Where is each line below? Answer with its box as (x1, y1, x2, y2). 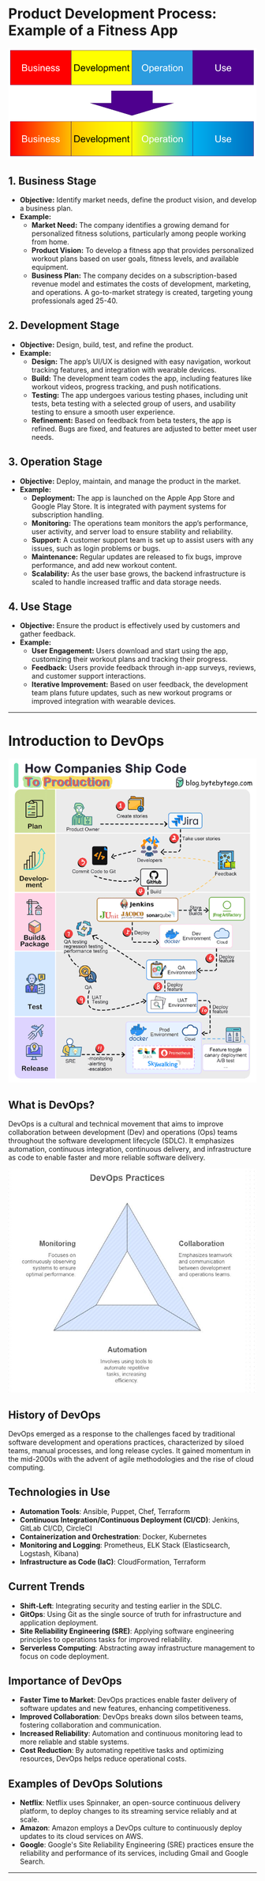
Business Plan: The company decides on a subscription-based (31, 271, 237, 280)
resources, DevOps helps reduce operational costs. (19, 1754, 187, 1764)
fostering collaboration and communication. (19, 1720, 162, 1730)
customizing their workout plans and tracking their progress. (31, 654, 228, 664)
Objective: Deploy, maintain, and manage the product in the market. (19, 476, 241, 486)
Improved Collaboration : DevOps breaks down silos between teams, (19, 1712, 244, 1721)
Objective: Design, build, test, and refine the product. (19, 339, 194, 349)
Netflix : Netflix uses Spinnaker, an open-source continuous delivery (19, 1798, 241, 1807)
